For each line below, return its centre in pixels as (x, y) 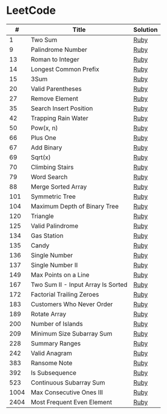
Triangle (42, 216)
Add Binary (47, 147)
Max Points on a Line (60, 275)
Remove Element (55, 98)
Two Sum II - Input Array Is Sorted (79, 284)
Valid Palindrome (55, 225)
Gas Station (47, 236)
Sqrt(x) (41, 157)
